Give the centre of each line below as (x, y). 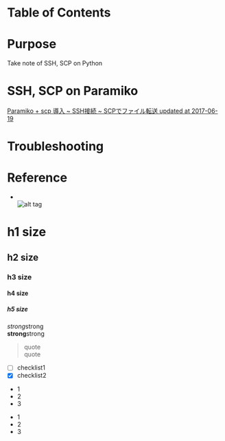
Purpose (32, 44)
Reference (37, 178)
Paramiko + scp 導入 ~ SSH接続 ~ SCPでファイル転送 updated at (98, 111)
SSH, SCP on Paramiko (73, 91)
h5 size (18, 309)
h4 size (18, 293)
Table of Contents (59, 13)
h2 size (23, 257)
